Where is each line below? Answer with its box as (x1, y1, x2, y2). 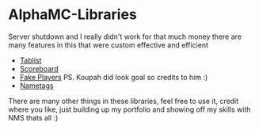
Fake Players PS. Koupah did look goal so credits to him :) (19, 72, 208, 82)
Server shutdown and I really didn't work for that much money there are (8, 32, 242, 41)
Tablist (19, 55, 42, 65)
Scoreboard (19, 63, 59, 73)
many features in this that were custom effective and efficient (8, 40, 208, 49)
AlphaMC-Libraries (8, 6, 137, 24)
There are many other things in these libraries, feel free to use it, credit (8, 96, 239, 105)
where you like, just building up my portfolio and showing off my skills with (8, 105, 251, 114)
